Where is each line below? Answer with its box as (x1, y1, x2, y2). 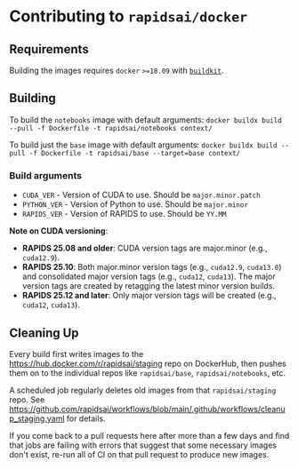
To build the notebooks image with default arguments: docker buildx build (9, 114, 282, 125)
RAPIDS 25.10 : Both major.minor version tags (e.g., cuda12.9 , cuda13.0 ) (21, 262, 282, 273)
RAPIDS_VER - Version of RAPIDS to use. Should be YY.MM (21, 209, 227, 219)
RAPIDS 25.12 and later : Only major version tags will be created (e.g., (21, 290, 278, 301)
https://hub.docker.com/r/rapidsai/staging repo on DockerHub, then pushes (9, 358, 286, 369)
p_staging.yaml (9, 413, 65, 424)
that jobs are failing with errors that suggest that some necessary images (9, 440, 278, 450)
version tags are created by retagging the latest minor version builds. (21, 281, 276, 291)
